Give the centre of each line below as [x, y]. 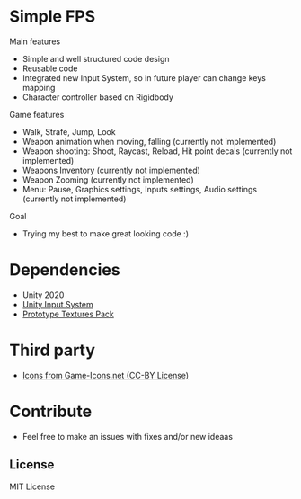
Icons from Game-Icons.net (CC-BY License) [106, 375]
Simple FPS [53, 17]
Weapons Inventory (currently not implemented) [111, 170]
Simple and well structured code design [96, 58]
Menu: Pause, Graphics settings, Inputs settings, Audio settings [140, 189]
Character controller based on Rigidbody [97, 97]
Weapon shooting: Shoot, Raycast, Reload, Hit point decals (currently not [157, 151]
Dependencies [65, 270]
